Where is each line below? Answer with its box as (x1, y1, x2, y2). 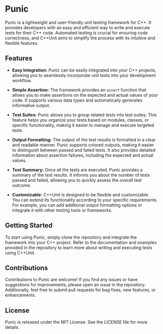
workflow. (12, 77, 32, 83)
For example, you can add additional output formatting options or (12, 202, 142, 208)
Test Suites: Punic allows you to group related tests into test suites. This (12, 112, 157, 118)
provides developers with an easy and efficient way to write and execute (5, 24, 150, 30)
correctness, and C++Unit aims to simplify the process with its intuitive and (5, 35, 155, 41)
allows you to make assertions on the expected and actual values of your (12, 92, 158, 98)
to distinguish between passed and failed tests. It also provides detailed (12, 147, 156, 153)
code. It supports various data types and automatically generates (12, 97, 143, 103)
